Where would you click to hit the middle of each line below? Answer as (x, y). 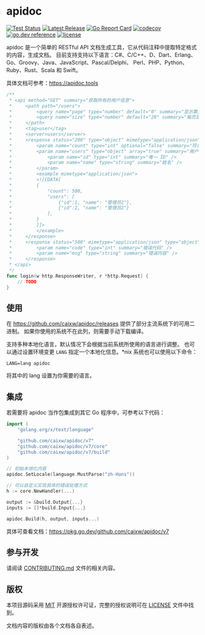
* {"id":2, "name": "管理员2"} (69, 208)
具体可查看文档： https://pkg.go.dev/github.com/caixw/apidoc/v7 (88, 531)
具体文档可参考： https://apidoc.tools (52, 83)
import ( (17, 424)
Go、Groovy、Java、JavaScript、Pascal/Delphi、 (69, 62)
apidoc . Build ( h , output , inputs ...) (53, 519)
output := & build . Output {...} (45, 502)
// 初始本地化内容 (27, 469)
